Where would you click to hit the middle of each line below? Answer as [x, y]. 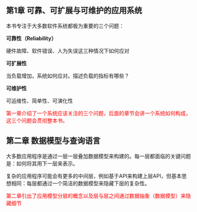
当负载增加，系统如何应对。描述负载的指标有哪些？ [68, 76]
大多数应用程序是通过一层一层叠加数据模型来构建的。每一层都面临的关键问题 [98, 156]
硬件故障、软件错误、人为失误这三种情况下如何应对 [68, 51]
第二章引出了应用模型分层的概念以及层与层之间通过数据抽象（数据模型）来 [96, 196]
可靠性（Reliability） [31, 38]
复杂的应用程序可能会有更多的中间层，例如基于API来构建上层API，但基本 [94, 176]
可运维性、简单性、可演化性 [40, 100]
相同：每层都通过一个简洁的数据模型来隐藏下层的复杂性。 [80, 183]
